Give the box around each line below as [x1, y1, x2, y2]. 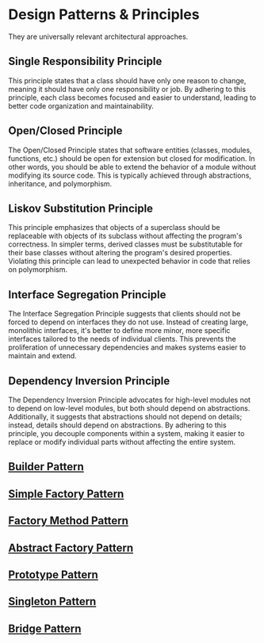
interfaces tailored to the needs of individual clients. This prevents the [8, 335, 236, 344]
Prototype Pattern [8, 568, 99, 581]
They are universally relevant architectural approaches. [8, 32, 189, 41]
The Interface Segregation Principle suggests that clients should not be [8, 309, 241, 319]
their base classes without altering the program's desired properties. [8, 248, 232, 258]
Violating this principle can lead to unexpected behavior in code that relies [8, 256, 251, 266]
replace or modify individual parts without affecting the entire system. [8, 438, 236, 446]
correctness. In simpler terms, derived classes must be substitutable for [8, 239, 243, 249]
